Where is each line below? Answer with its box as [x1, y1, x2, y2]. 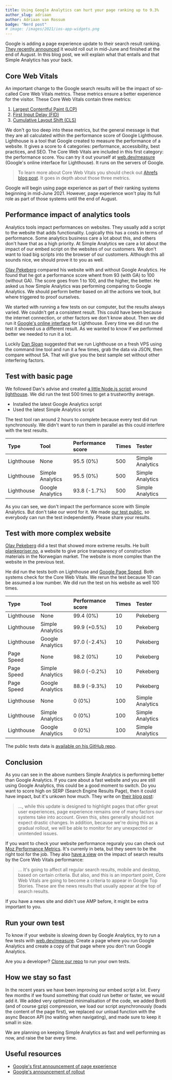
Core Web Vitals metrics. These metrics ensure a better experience [19, 91, 161, 97]
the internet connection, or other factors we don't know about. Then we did [5, 314, 164, 320]
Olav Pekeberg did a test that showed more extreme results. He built [5, 543, 149, 549]
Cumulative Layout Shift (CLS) [12, 117, 77, 123]
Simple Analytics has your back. [5, 57, 73, 63]
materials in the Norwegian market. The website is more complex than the [5, 553, 161, 559]
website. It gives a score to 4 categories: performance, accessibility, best [5, 143, 160, 149]
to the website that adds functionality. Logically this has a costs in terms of [5, 229, 163, 235]
